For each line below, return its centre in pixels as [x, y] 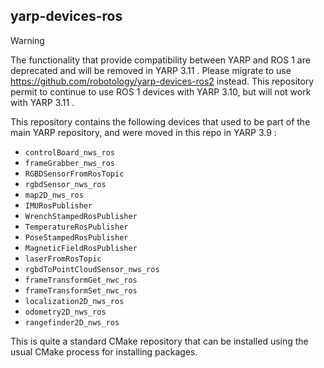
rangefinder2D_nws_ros [72, 322]
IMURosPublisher [58, 205]
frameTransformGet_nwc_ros [81, 280]
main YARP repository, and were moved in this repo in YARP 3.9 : [143, 132]
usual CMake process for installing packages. [104, 351]
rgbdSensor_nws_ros [65, 184]
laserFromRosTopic [63, 259]
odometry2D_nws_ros [65, 312]
